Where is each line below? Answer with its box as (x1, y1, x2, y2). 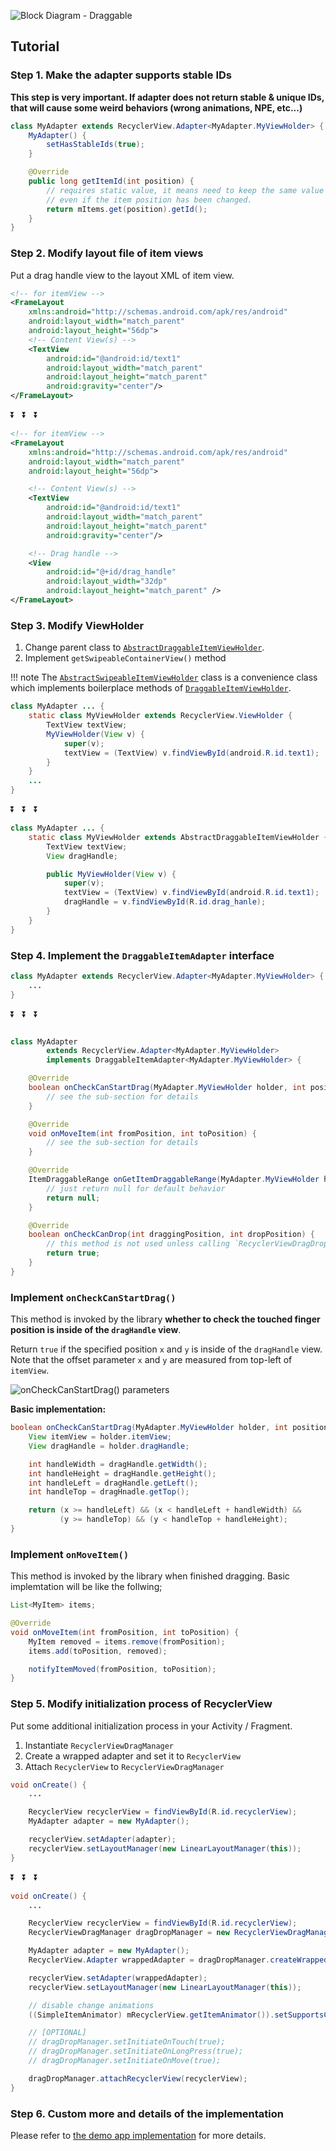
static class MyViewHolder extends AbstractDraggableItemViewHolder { (28, 832, 329, 842)
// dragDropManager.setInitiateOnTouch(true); (28, 2037, 226, 2047)
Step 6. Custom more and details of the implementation (10, 2106, 284, 2120)
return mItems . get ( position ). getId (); (46, 204, 208, 214)
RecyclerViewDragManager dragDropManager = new (28, 1928, 230, 1938)
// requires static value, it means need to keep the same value (46, 185, 325, 195)
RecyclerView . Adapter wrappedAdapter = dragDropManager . (28, 1955, 271, 1965)
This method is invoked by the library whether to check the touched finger (10, 1313, 321, 1325)
